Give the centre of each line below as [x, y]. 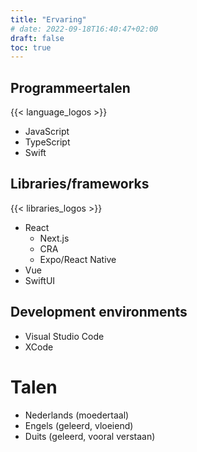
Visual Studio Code [64, 336]
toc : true [31, 47]
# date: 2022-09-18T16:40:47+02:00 [84, 29]
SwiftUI [40, 280]
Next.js [54, 238]
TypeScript [47, 142]
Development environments [99, 312]
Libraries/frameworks [80, 184]
